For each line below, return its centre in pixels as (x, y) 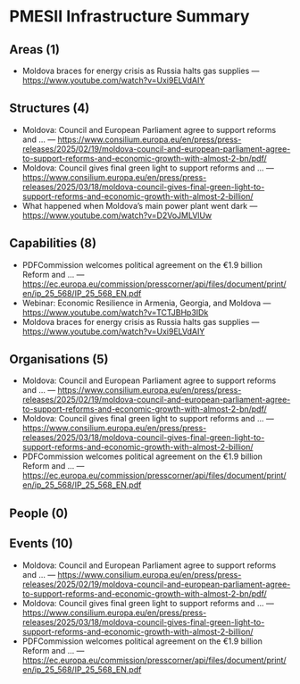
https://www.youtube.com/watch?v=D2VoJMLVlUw (117, 215)
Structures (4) (50, 108)
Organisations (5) (59, 359)
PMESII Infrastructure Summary (129, 17)
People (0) (39, 513)
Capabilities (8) (53, 243)
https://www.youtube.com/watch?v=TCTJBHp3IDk (115, 312)
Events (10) (41, 543)
